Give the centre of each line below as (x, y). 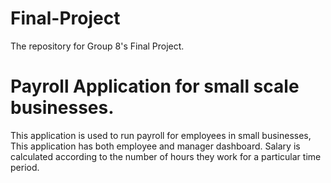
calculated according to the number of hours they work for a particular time (166, 156)
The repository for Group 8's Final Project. (97, 46)
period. (25, 167)
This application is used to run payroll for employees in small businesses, (161, 135)
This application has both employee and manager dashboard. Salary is (155, 146)
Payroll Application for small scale (155, 86)
